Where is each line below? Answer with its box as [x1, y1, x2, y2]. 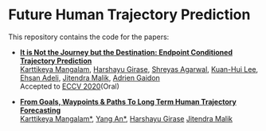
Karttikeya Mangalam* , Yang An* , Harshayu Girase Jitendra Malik [19, 113, 233, 123]
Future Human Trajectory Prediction [8, 6, 251, 24]
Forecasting [19, 105, 61, 115]
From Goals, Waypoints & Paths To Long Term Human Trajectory [19, 97, 237, 106]
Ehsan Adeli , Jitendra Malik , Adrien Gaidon [19, 73, 161, 82]
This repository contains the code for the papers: [8, 32, 170, 42]
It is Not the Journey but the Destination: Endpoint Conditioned [19, 47, 233, 57]
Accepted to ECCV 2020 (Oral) [19, 81, 119, 91]
